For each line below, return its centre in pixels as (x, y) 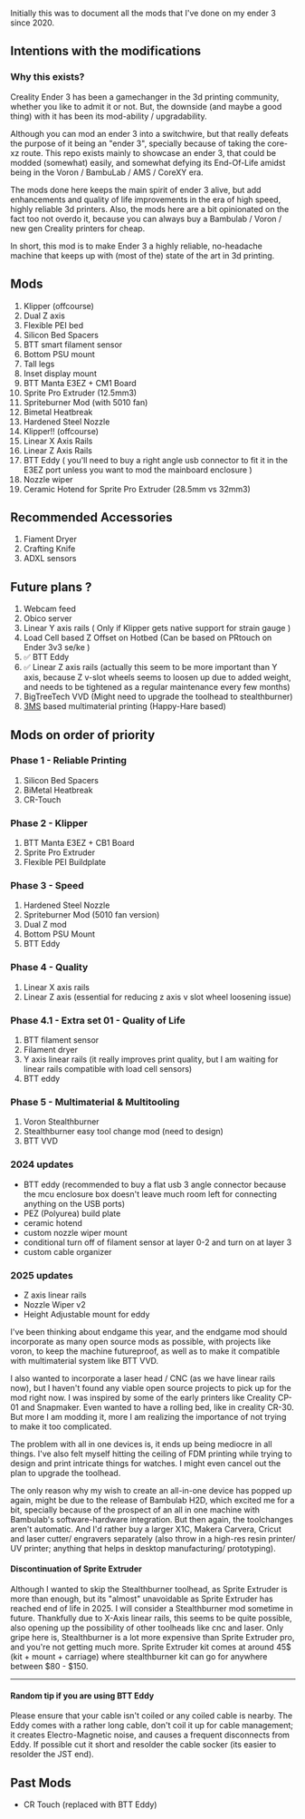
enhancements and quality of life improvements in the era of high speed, (146, 199)
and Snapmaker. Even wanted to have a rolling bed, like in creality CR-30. (157, 1407)
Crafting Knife (49, 549)
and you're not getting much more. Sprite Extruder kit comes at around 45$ (151, 1647)
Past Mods (41, 1782)
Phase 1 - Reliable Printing (69, 761)
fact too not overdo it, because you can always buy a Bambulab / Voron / (146, 219)
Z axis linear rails (55, 1295)
